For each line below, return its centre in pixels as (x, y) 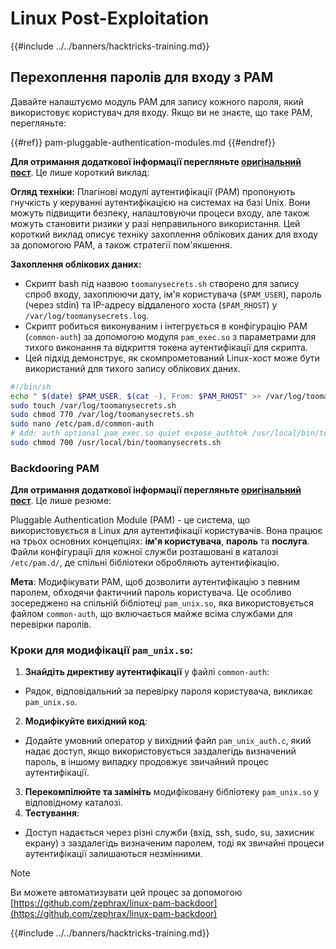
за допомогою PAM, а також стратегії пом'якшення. (121, 244)
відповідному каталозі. (73, 803)
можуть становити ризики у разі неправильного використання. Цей (155, 223)
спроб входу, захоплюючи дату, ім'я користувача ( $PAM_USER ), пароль (173, 294)
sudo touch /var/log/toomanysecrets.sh (93, 405)
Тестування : (52, 813)
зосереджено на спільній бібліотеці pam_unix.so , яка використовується (162, 603)
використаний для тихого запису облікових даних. (132, 368)
